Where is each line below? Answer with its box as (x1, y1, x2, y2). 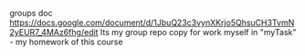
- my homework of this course (9, 36, 123, 47)
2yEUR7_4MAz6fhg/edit (9, 27, 99, 37)
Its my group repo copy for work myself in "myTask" (100, 27, 297, 37)
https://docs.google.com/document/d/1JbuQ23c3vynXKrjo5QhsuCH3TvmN (9, 17, 295, 28)
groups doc (9, 8, 53, 18)
